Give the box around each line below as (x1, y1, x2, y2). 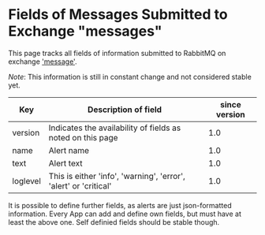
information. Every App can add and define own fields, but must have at (8, 209, 242, 218)
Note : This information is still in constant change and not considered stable (8, 72, 252, 81)
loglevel (12, 175, 42, 186)
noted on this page (48, 132, 118, 143)
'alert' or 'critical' (48, 180, 112, 191)
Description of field (88, 104, 162, 115)
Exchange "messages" (8, 22, 162, 40)
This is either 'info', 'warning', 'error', (48, 170, 185, 181)
